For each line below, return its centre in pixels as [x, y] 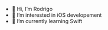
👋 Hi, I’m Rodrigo [32, 9]
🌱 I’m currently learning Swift [47, 21]
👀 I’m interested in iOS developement [57, 15]
